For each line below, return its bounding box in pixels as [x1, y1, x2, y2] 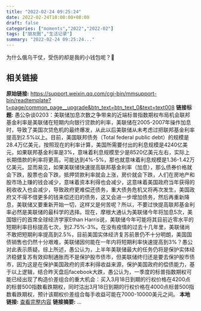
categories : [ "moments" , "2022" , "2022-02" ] [6, 25, 114, 32]
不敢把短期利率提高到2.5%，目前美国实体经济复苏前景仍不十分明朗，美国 [6, 231, 187, 238]
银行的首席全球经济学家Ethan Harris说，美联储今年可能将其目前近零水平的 [11, 216, 194, 223]
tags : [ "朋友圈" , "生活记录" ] [6, 31, 73, 37]
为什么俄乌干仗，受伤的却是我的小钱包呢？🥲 [6, 54, 115, 60]
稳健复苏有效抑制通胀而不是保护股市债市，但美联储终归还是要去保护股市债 [11, 253, 195, 260]
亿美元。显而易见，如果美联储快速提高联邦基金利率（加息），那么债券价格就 [6, 163, 193, 170]
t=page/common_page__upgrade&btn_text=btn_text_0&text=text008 [6, 103, 175, 111]
